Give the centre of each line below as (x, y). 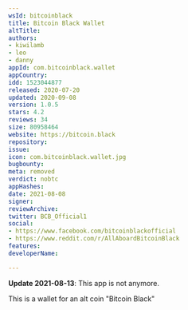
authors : (23, 38)
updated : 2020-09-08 (43, 97)
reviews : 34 (28, 120)
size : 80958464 (33, 127)
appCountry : (28, 75)
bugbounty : (26, 165)
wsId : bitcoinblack (41, 16)
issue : (19, 149)
